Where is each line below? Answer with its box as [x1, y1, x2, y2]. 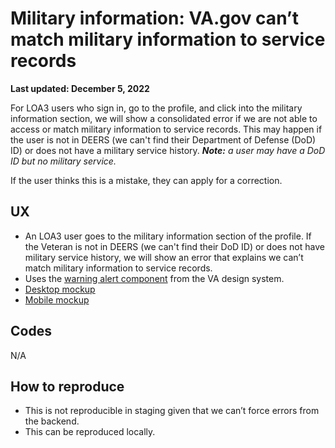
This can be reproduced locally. [24, 426, 156, 438]
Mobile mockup [24, 293, 90, 306]
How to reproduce [10, 378, 125, 395]
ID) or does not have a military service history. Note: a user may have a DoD [10, 144, 326, 156]
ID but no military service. [10, 155, 117, 167]
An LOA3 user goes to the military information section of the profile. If [24, 230, 312, 242]
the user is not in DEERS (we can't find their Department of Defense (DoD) [10, 133, 317, 146]
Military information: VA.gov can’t [10, 7, 299, 30]
